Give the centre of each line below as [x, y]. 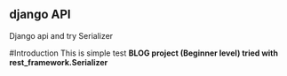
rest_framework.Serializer [59, 62]
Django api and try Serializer [61, 35]
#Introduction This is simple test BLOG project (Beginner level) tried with [143, 53]
